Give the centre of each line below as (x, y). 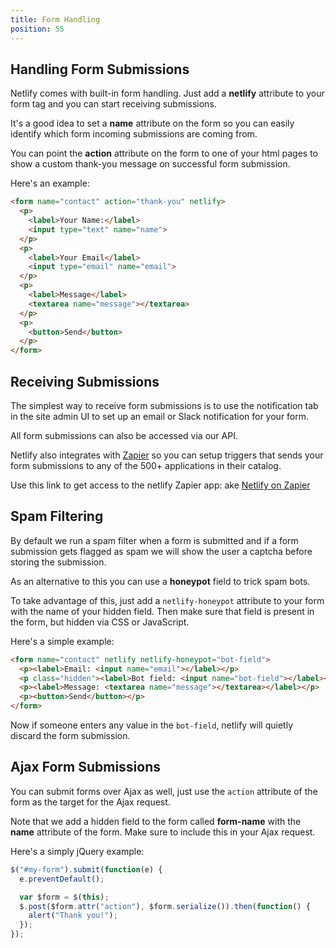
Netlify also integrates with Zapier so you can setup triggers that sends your (167, 455)
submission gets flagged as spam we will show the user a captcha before (161, 551)
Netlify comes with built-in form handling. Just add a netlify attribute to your (167, 93)
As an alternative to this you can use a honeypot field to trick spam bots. (160, 581)
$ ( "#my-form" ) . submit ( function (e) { (86, 869)
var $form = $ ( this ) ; (64, 897)
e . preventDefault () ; (62, 879)
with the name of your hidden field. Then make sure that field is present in (162, 611)
